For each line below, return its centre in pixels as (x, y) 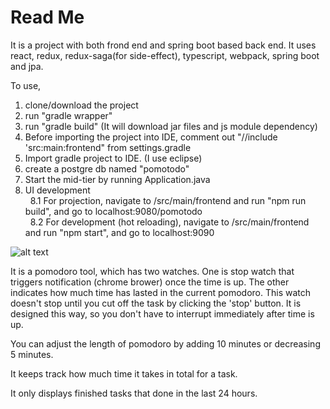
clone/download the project (81, 105)
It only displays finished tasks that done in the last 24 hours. (134, 393)
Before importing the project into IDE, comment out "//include (151, 137)
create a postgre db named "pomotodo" (107, 168)
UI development (57, 190)
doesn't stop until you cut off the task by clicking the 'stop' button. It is (156, 303)
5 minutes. (32, 354)
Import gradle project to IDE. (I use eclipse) (113, 158)
